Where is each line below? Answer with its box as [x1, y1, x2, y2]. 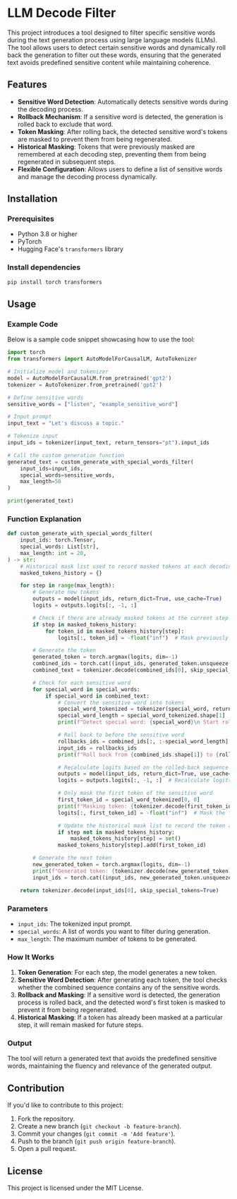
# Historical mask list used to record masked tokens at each [20, 563, 207, 570]
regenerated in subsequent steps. [17, 157, 116, 166]
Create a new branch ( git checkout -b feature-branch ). [17, 1122, 182, 1131]
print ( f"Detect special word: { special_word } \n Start [57, 719, 219, 726]
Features [7, 79, 47, 91]
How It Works [7, 952, 55, 962]
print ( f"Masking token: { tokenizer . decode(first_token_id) [57, 803, 235, 810]
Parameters [7, 903, 48, 913]
